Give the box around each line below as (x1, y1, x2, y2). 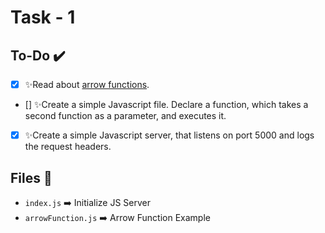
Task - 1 (10, 6, 76, 29)
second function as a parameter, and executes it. (24, 110, 227, 122)
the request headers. (24, 141, 112, 153)
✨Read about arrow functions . (24, 79, 150, 90)
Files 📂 (10, 169, 53, 186)
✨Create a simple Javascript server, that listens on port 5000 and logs (24, 129, 315, 141)
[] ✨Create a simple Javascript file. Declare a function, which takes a (24, 99, 309, 111)
